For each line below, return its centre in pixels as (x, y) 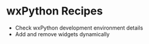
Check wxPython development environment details (79, 28)
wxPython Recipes (55, 11)
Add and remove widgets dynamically (62, 34)
